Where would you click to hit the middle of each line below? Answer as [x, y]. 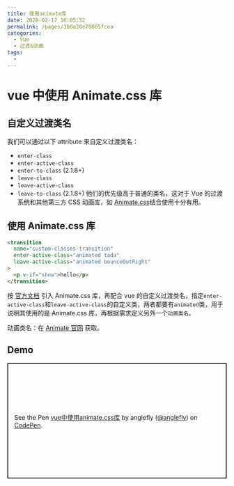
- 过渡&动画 [29, 46]
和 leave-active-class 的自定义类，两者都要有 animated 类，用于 [134, 304]
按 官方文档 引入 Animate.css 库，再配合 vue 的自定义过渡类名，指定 [106, 295]
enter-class [34, 156]
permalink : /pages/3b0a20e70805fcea [60, 26]
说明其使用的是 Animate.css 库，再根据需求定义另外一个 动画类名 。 [101, 313]
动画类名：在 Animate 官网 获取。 [55, 327]
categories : [24, 33]
